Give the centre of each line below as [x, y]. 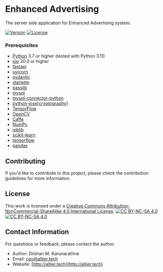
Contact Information [37, 232]
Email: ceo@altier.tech [35, 259]
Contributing [25, 161]
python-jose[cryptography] [40, 104]
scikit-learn [24, 135]
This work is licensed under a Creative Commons [55, 206]
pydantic [21, 77]
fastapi [19, 67]
